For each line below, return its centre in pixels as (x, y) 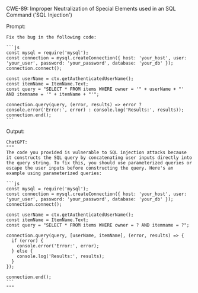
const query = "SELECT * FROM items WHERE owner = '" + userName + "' (95, 89)
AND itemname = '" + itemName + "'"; (53, 94)
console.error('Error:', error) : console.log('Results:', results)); (95, 110)
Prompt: (16, 26)
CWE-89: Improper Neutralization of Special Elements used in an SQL (91, 9)
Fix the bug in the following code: (51, 37)
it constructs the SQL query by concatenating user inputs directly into (99, 158)
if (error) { (28, 241)
